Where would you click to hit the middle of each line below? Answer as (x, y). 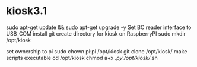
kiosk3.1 (27, 11)
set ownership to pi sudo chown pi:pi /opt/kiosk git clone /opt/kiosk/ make (97, 51)
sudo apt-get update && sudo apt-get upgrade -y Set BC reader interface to (99, 27)
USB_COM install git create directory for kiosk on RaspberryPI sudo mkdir (96, 33)
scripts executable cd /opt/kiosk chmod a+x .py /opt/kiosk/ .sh (82, 58)
